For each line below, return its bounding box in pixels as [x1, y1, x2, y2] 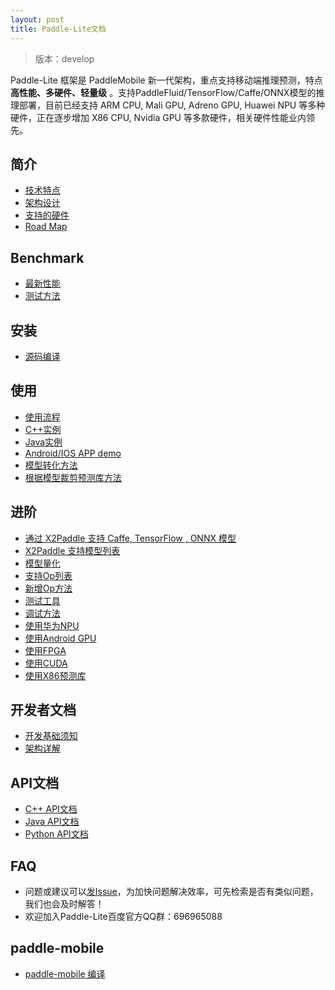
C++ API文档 [24, 803, 78, 815]
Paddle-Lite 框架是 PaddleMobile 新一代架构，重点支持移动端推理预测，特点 [10, 74, 323, 86]
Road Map [24, 221, 68, 233]
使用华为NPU [24, 619, 80, 631]
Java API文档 [24, 816, 80, 828]
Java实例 [24, 436, 63, 448]
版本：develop [34, 52, 95, 65]
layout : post [10, 14, 65, 25]
